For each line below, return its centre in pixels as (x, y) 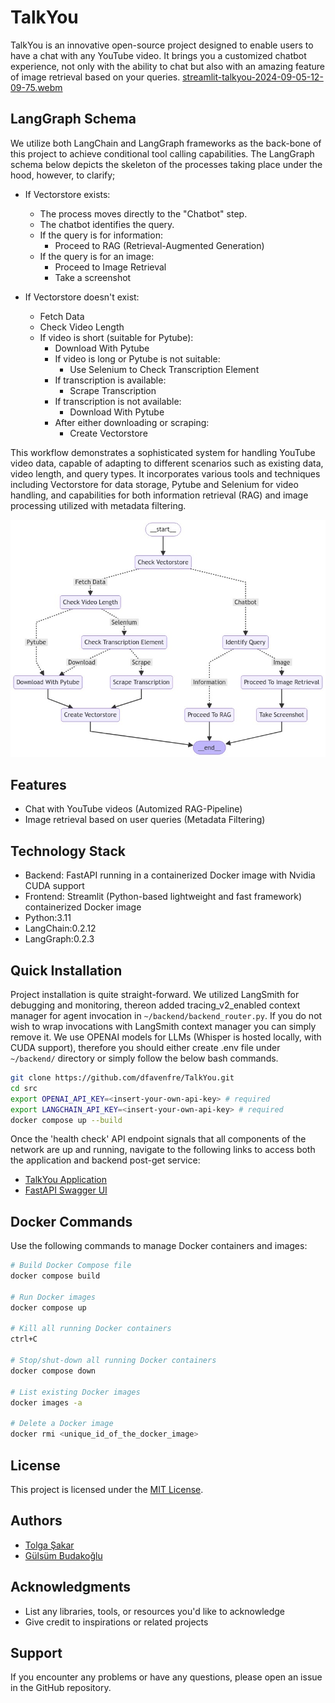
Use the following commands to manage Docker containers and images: (159, 1246)
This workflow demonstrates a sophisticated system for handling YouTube (163, 452)
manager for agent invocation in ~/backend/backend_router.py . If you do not (166, 1016)
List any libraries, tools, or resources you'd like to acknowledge (155, 1611)
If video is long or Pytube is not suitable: (137, 358)
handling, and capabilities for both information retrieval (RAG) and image (159, 495)
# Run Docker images (53, 1297)
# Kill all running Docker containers (91, 1329)
